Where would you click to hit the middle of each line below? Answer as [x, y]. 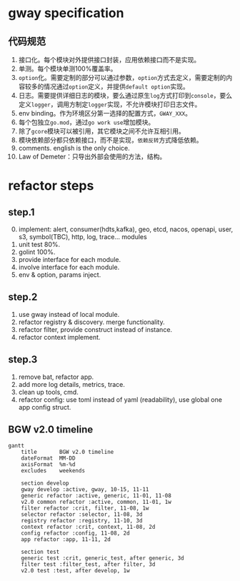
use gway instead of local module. [69, 314]
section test [40, 552]
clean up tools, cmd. [49, 392]
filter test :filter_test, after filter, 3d [88, 565]
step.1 [21, 212]
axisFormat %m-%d [48, 465]
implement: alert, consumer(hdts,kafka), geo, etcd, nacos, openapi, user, [126, 229]
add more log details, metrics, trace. [72, 384]
